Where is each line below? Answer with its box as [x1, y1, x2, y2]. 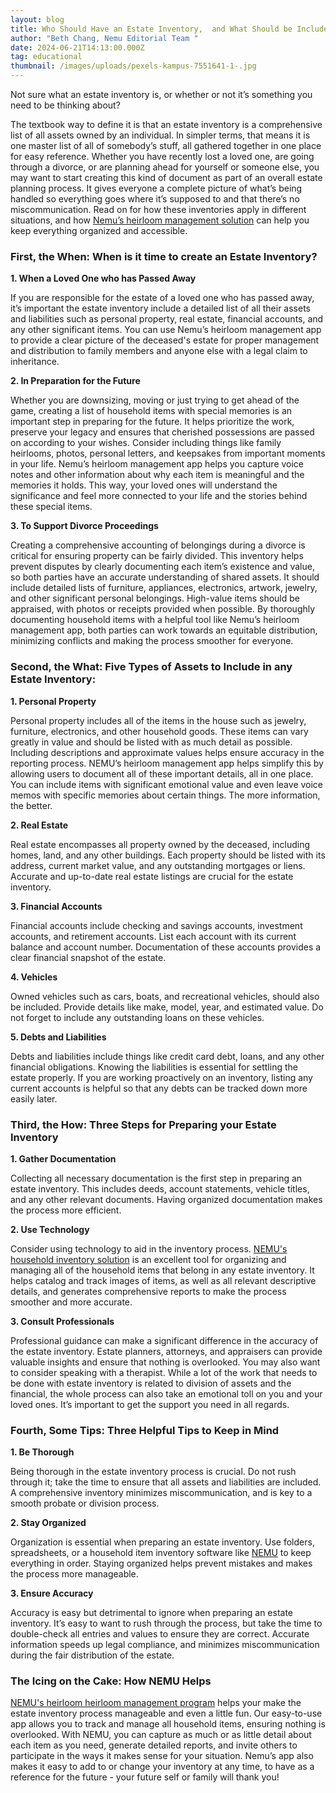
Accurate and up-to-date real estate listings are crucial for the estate [10, 870, 294, 882]
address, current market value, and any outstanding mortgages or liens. [10, 859, 306, 871]
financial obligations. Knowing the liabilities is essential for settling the [10, 1061, 298, 1073]
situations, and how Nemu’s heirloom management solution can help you [10, 214, 310, 226]
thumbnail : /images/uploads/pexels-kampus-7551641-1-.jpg [10, 61, 257, 71]
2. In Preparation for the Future [10, 375, 141, 387]
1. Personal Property [10, 695, 97, 707]
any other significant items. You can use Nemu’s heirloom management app [10, 324, 322, 336]
